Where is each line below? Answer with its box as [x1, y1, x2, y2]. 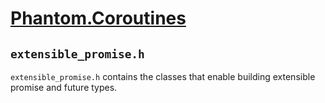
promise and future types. [10, 82, 118, 93]
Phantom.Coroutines [10, 7, 187, 30]
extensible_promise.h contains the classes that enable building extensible [10, 71, 316, 82]
